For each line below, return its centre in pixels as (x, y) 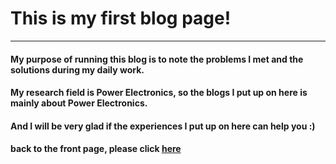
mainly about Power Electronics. (79, 103)
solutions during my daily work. (77, 69)
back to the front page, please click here (96, 149)
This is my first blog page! (121, 18)
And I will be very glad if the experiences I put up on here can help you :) (163, 126)
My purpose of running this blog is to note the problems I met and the (157, 59)
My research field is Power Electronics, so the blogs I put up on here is (159, 93)
